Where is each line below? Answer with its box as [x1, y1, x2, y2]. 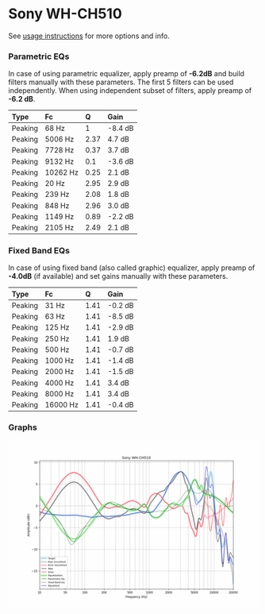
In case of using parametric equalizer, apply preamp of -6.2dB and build [8, 69, 244, 79]
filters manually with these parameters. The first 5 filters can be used [8, 77, 234, 87]
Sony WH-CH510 [8, 5, 123, 23]
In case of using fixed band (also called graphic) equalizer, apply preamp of [8, 263, 255, 272]
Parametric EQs [8, 51, 70, 62]
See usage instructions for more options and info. [8, 31, 171, 41]
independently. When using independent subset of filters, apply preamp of [8, 86, 252, 95]
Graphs [8, 422, 37, 433]
